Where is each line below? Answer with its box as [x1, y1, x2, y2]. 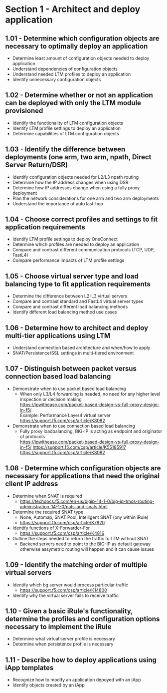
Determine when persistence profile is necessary [12, 641, 114, 647]
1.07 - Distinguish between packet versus [5, 365, 137, 373]
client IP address [5, 480, 58, 488]
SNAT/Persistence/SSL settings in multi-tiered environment [12, 350, 134, 356]
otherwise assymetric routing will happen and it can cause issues [19, 546, 155, 552]
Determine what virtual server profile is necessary [12, 636, 116, 642]
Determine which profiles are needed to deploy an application [12, 241, 140, 247]
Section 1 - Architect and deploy [5, 4, 141, 15]
